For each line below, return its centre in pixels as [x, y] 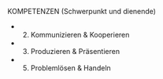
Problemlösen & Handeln [70, 68]
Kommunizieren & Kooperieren [80, 35]
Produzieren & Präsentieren [75, 51]
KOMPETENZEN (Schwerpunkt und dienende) [82, 11]
